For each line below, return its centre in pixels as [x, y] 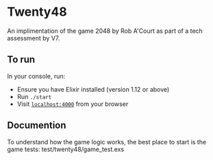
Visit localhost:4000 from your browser [73, 104]
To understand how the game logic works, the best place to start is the [107, 142]
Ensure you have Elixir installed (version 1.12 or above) [93, 89]
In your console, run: [36, 76]
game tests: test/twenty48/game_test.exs [66, 149]
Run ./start [34, 96]
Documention [37, 125]
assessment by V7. [34, 38]
